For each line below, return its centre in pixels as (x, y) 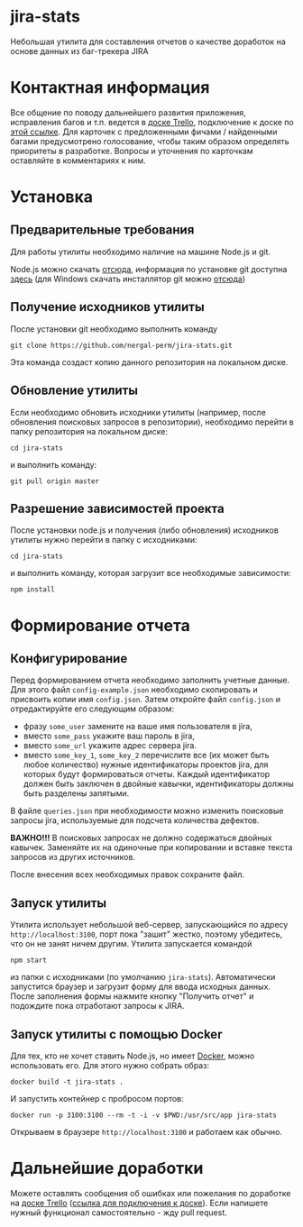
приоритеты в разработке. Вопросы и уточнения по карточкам (132, 151)
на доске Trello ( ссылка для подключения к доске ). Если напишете (139, 1203)
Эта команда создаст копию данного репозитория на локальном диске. (149, 362)
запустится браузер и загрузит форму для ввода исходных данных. (141, 987)
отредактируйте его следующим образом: (92, 709)
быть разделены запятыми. (76, 793)
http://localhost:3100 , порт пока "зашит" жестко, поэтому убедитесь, (147, 934)
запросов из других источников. (73, 857)
